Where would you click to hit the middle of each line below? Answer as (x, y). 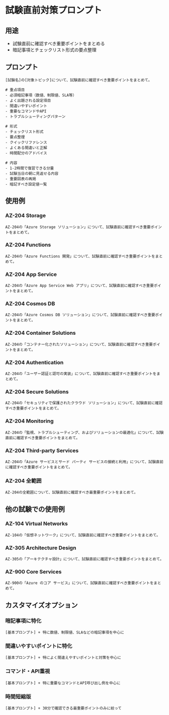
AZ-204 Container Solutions (41, 333)
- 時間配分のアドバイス (26, 153)
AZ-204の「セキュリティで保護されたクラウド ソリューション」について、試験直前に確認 (84, 403)
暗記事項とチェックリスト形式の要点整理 (54, 50)
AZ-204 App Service (31, 274)
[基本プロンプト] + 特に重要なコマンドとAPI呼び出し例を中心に (63, 683)
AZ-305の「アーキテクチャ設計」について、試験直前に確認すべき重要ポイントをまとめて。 (84, 559)
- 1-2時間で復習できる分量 (30, 168)
